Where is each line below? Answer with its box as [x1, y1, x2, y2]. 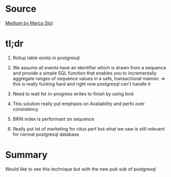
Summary [5, 149, 47, 161]
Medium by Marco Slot [5, 20, 53, 26]
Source [5, 3, 37, 15]
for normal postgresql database [12, 131, 79, 137]
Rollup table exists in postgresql [12, 55, 80, 61]
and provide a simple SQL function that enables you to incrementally [12, 70, 157, 76]
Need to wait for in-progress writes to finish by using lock [12, 90, 134, 97]
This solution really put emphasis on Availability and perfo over [12, 100, 145, 107]
